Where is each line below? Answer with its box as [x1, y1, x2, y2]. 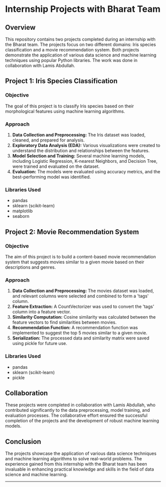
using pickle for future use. [12, 341, 68, 346]
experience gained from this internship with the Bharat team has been [5, 461, 147, 467]
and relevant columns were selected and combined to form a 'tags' [12, 293, 149, 299]
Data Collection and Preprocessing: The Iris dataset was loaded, [12, 132, 146, 138]
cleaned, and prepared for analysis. [12, 137, 85, 143]
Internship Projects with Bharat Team [5, 3, 161, 15]
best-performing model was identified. [12, 174, 91, 180]
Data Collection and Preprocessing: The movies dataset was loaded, [12, 288, 154, 294]
